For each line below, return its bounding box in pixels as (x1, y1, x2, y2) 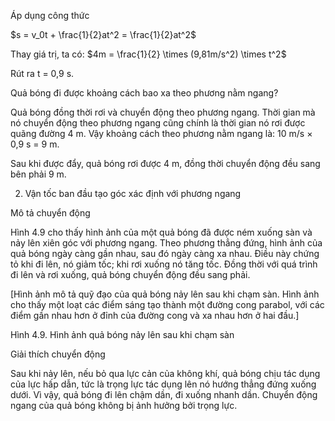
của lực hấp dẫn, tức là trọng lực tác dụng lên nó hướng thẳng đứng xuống (10, 378, 317, 390)
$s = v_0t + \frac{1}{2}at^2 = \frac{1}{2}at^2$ (10, 29, 197, 40)
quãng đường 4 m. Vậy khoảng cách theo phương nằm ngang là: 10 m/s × (10, 128, 313, 139)
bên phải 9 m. (10, 168, 67, 180)
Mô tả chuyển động (10, 207, 91, 219)
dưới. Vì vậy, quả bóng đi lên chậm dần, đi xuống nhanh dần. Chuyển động (10, 389, 318, 400)
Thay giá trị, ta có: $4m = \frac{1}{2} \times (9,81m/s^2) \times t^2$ (10, 48, 287, 60)
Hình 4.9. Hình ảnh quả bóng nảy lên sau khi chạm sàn (10, 329, 235, 340)
